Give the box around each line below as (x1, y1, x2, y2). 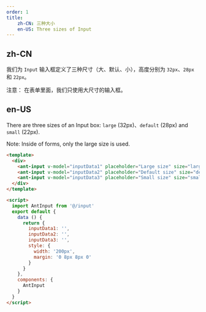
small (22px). (6, 128, 40, 135)
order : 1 (6, 9, 29, 15)
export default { (12, 209, 56, 215)
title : (6, 15, 23, 21)
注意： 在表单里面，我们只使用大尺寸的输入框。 (6, 86, 126, 94)
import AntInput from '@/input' (12, 202, 95, 209)
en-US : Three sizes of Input (17, 26, 92, 32)
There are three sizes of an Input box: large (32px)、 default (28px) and (6, 121, 188, 128)
